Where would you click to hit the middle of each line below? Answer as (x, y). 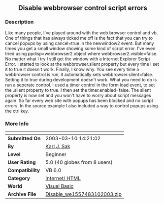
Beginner (56, 154)
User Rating (22, 162)
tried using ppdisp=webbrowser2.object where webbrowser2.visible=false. (81, 53)
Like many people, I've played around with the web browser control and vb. (82, 33)
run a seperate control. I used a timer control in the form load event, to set (80, 85)
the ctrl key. (17, 111)
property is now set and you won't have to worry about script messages (78, 95)
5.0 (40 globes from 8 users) (79, 162)
